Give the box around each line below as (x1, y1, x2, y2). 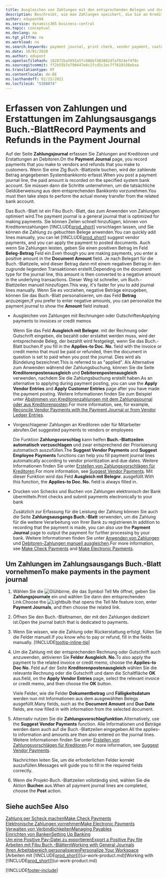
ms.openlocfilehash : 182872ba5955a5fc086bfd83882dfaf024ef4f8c (5, 58, 139, 63)
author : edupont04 (5, 16, 44, 21)
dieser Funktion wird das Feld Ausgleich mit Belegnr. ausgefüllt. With (12, 473, 154, 479)
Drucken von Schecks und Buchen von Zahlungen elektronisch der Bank (12, 488, 161, 494)
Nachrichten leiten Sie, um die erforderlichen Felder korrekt (12, 757, 134, 763)
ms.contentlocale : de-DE (5, 72, 57, 77)
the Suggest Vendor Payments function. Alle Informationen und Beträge (12, 721, 162, 727)
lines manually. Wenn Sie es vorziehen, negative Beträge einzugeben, (5, 287, 148, 293)
